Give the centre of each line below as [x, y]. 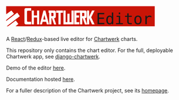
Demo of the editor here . [36, 68]
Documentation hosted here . [40, 79]
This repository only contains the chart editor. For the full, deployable [89, 50]
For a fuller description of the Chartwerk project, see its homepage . [87, 90]
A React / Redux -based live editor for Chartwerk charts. [72, 39]
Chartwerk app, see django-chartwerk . [53, 56]
